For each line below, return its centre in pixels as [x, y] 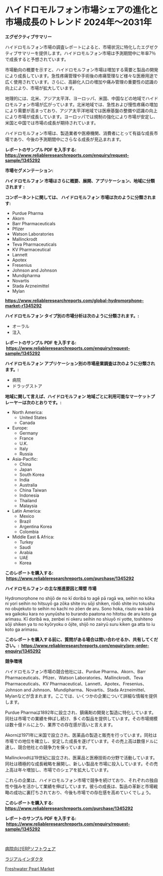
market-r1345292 [24, 305]
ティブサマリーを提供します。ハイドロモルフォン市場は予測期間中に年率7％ [81, 53]
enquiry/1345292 [23, 651]
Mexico [27, 516]
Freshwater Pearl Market [30, 869]
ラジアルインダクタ [24, 859]
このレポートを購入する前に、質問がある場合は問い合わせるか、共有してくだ [81, 639]
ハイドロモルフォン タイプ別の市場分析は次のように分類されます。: [72, 316]
